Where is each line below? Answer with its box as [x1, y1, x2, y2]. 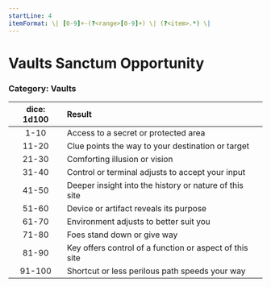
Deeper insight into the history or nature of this [66, 179, 244, 190]
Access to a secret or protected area [66, 127, 206, 138]
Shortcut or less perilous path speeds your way [66, 265, 246, 277]
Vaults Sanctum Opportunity [8, 54, 205, 73]
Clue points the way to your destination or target [66, 140, 250, 152]
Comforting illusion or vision [66, 153, 173, 164]
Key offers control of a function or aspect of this [66, 242, 248, 253]
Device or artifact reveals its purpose [66, 202, 207, 214]
